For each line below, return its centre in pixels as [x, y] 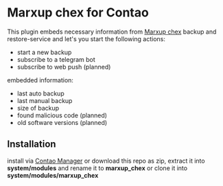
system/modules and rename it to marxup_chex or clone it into [97, 168]
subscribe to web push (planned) [64, 67]
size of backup [38, 108]
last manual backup [45, 100]
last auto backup [40, 93]
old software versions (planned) [62, 122]
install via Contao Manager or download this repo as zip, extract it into [106, 161]
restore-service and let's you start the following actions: [86, 38]
